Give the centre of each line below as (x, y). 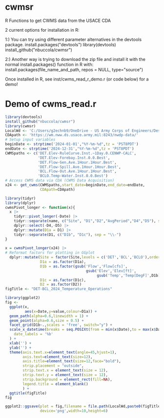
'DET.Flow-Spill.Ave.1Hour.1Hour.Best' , (79, 167)
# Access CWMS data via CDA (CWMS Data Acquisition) (60, 180)
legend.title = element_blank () (56, 384)
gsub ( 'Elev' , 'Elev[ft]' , (111, 271)
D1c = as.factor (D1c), (63, 280)
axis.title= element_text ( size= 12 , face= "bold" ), (72, 361)
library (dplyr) (20, 203)
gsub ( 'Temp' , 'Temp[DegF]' (123, 275)
